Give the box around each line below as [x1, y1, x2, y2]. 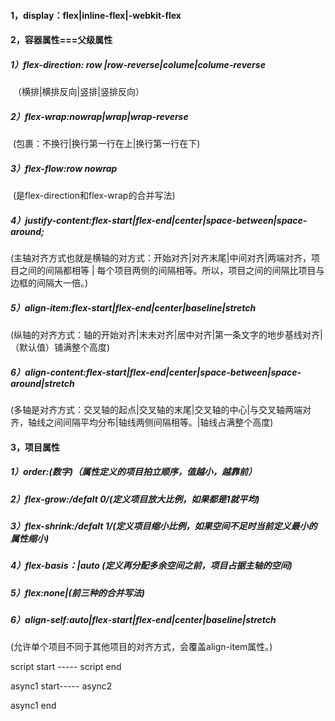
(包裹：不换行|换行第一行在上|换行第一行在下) [12, 138, 201, 150]
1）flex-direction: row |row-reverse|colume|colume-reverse [10, 58, 266, 70]
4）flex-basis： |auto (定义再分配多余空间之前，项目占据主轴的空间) [10, 560, 293, 572]
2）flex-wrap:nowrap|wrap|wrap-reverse [10, 110, 189, 122]
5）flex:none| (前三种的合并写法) [10, 586, 145, 599]
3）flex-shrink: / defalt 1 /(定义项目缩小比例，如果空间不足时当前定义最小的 [10, 520, 318, 532]
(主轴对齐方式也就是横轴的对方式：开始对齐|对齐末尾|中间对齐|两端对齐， [10, 252, 312, 264]
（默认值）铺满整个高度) [10, 341, 111, 354]
